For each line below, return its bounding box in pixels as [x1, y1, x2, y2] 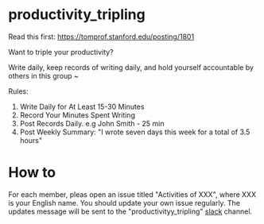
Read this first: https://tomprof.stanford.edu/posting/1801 [8, 32, 195, 41]
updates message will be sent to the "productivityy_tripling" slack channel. [8, 207, 253, 216]
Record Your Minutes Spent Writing [19, 110, 135, 120]
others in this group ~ [8, 71, 80, 80]
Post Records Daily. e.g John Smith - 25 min [19, 118, 165, 128]
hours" [19, 135, 42, 145]
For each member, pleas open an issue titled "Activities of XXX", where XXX [8, 189, 257, 199]
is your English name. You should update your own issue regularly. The [8, 198, 241, 207]
